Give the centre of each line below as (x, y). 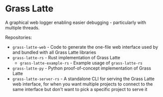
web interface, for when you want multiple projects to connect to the (82, 84)
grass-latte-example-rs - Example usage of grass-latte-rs (81, 63)
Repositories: (19, 37)
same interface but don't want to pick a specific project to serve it (80, 89)
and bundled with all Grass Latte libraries (54, 52)
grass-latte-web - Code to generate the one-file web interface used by (85, 47)
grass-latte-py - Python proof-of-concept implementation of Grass (82, 68)
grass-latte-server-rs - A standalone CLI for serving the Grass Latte (83, 79)
